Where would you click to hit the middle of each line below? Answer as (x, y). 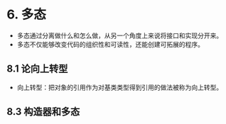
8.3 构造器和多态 (43, 112)
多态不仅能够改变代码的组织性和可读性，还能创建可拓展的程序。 (110, 44)
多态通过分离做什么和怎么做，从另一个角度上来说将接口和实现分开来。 (120, 35)
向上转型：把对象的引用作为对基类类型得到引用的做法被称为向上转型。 (120, 87)
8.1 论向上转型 (37, 69)
